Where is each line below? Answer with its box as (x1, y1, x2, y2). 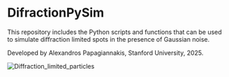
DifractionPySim (7, 5, 105, 21)
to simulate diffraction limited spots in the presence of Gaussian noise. (7, 35, 210, 43)
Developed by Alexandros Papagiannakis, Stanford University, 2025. (7, 49, 204, 57)
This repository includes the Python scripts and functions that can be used (7, 28, 222, 36)
